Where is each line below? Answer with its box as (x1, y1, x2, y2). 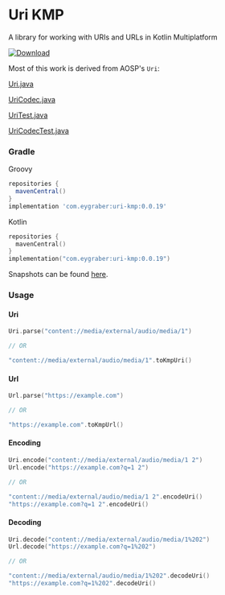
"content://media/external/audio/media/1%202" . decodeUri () (8, 572, 211, 581)
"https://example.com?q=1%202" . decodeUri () (8, 580, 157, 588)
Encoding (8, 438, 42, 448)
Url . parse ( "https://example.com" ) (8, 392, 125, 400)
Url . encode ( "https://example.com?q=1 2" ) (8, 463, 149, 472)
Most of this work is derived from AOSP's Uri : (8, 63, 160, 73)
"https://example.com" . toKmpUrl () (8, 420, 125, 428)
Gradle (8, 146, 35, 157)
